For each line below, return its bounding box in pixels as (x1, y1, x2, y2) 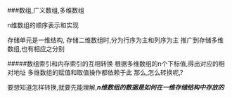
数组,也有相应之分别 (7, 45, 65, 52)
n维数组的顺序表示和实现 (7, 21, 79, 29)
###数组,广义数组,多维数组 (7, 6, 84, 14)
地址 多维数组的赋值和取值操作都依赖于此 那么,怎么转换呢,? (13, 69, 183, 76)
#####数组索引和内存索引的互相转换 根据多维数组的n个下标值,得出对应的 (7, 59, 219, 68)
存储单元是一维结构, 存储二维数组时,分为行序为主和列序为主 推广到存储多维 (7, 36, 224, 44)
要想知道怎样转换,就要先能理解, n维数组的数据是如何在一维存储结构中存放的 (7, 83, 224, 91)
